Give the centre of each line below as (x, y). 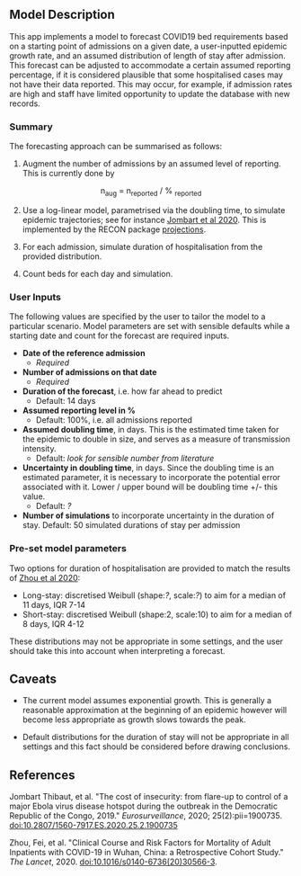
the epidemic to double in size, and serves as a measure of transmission (156, 439)
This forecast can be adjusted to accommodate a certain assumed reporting (150, 65)
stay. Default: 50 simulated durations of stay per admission (131, 525)
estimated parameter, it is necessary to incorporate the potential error (151, 478)
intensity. (39, 449)
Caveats (33, 679)
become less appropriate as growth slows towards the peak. (134, 720)
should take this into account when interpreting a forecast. (118, 650)
